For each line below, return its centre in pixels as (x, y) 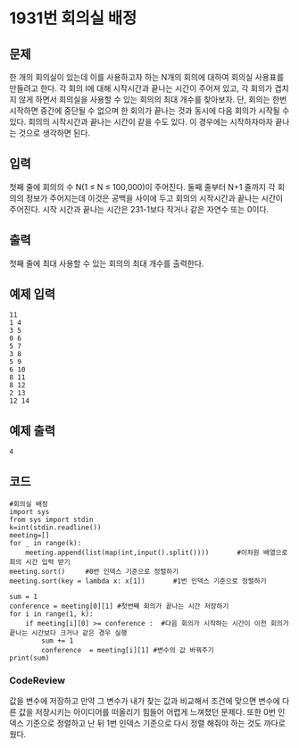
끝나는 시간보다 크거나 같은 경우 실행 (68, 633)
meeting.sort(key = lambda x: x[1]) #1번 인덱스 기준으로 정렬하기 (138, 581)
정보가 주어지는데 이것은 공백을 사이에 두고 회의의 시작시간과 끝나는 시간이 (154, 198)
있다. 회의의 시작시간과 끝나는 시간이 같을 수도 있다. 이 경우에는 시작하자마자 (141, 122)
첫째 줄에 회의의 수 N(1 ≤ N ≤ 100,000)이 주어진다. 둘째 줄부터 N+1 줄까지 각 (142, 187)
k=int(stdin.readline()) (55, 528)
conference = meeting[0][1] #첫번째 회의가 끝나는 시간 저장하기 (119, 607)
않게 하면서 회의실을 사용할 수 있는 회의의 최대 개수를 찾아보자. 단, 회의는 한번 (153, 100)
